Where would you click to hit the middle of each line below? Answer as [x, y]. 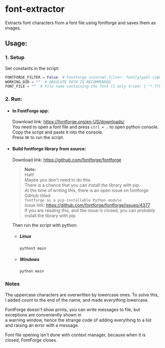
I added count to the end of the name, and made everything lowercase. [77, 300]
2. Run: [14, 99]
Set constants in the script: [32, 68]
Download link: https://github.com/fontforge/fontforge [67, 160]
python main [32, 271]
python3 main [33, 248]
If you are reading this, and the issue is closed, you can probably [90, 210]
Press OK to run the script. [38, 138]
